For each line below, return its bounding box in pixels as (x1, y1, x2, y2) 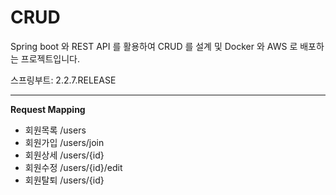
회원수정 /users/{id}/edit (24, 161, 123, 173)
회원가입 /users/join (24, 136, 105, 148)
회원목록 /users (24, 124, 87, 136)
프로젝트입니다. (20, 52, 81, 65)
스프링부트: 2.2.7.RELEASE (10, 74, 117, 86)
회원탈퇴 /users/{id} (24, 174, 105, 186)
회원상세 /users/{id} (24, 149, 105, 161)
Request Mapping (10, 103, 86, 115)
